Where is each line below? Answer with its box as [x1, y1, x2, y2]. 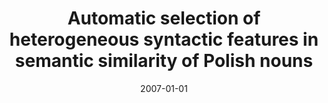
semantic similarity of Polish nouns [14, 50, 314, 72]
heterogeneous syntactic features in [9, 28, 319, 51]
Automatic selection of [67, 7, 261, 30]
